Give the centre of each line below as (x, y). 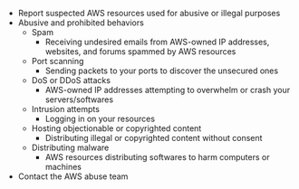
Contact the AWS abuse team (73, 176)
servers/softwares (79, 99)
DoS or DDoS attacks (71, 80)
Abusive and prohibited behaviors (81, 23)
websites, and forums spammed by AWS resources (140, 52)
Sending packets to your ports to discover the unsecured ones (162, 71)
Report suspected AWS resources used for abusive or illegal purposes (149, 13)
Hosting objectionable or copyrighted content (116, 128)
